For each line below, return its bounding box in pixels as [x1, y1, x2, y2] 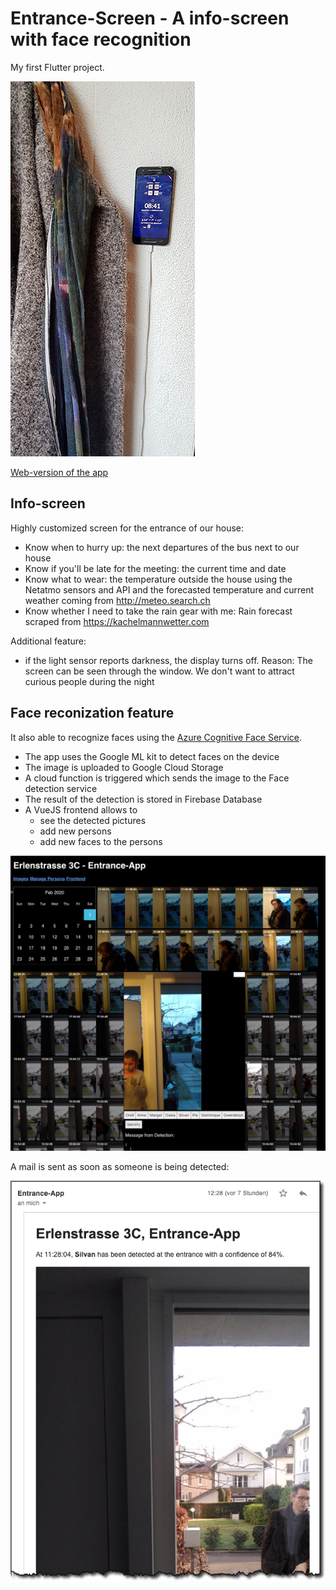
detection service [24, 782, 98, 794]
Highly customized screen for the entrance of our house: [10, 522, 245, 534]
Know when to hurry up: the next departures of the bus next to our [24, 541, 300, 553]
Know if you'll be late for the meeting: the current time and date [24, 562, 287, 574]
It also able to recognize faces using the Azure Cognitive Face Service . [10, 731, 303, 743]
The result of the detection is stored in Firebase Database [24, 793, 263, 805]
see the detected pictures [39, 814, 147, 826]
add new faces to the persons [39, 835, 163, 847]
